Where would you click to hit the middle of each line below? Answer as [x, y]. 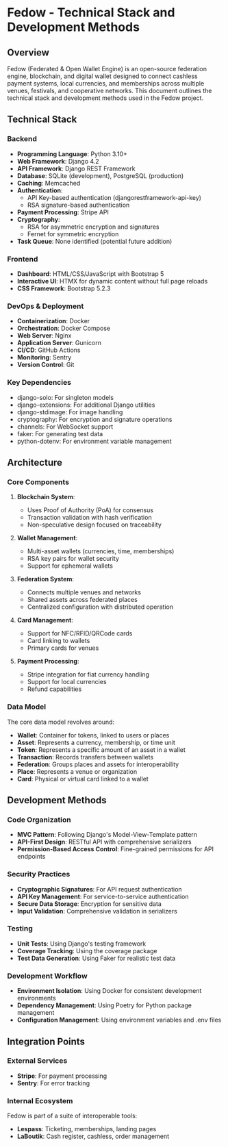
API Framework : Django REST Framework [76, 168]
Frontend [23, 259]
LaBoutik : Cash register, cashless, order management [93, 1136]
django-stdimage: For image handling [70, 412]
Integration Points [46, 1041]
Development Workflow [47, 976]
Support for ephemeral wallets [70, 566]
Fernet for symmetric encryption [73, 234]
